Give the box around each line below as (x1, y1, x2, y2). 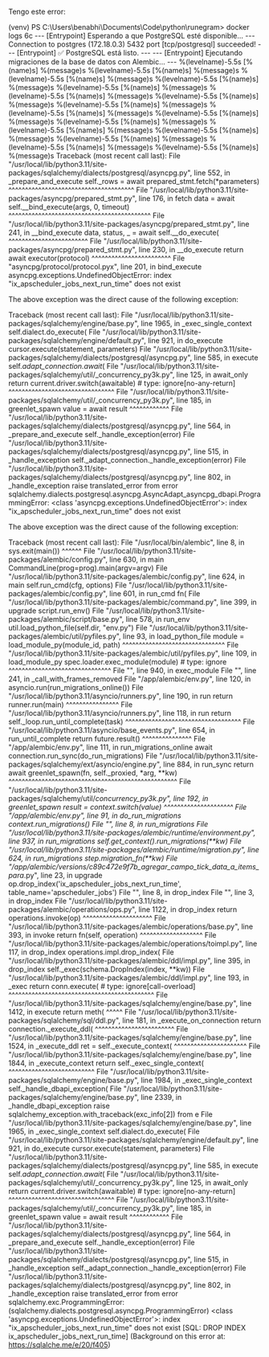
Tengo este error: (8, 7, 66, 16)
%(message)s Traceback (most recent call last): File (8, 151, 181, 160)
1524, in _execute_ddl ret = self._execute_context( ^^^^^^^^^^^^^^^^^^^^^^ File (8, 1041, 261, 1051)
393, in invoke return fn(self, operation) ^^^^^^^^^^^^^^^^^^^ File (8, 930, 217, 939)
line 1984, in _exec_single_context (141, 1076, 253, 1085)
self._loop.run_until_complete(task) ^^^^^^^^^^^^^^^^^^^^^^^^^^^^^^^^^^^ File (8, 717, 255, 726)
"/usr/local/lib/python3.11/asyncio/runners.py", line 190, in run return (8, 691, 234, 701)
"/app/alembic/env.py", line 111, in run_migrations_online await (8, 742, 213, 752)
